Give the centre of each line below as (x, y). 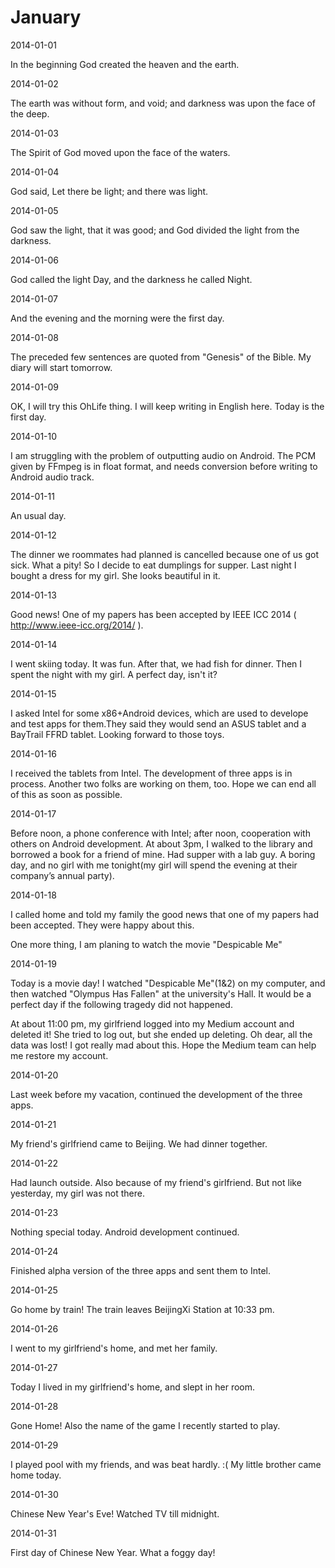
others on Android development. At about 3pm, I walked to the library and (161, 843)
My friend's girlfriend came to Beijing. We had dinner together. (139, 1143)
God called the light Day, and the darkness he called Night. (131, 279)
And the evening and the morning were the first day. (117, 318)
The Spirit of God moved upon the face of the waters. (120, 152)
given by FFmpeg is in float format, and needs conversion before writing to (164, 466)
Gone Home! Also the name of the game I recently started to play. (145, 1425)
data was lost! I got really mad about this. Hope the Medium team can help (163, 1045)
